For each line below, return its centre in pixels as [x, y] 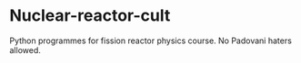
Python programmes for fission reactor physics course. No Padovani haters [151, 40]
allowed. [25, 49]
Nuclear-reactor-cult [90, 16]
